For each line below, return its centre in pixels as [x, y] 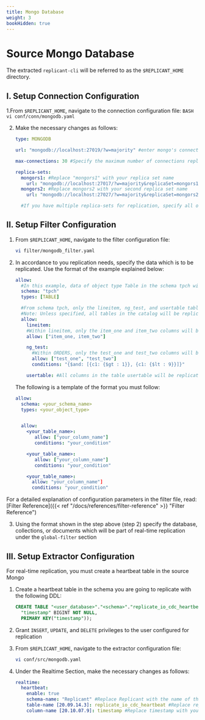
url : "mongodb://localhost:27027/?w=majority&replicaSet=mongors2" [114, 195]
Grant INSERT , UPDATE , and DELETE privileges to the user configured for [102, 630]
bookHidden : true [28, 23]
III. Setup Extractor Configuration [70, 556]
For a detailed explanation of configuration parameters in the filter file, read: [102, 499]
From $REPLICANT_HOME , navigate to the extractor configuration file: [98, 648]
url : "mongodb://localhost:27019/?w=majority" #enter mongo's [96, 150]
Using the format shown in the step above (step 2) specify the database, [106, 524]
